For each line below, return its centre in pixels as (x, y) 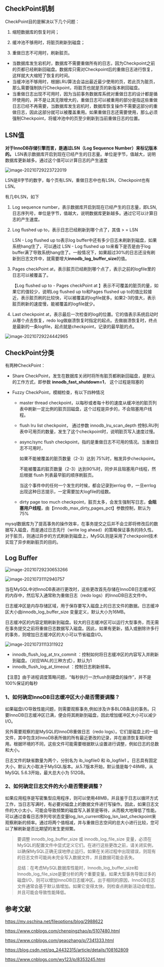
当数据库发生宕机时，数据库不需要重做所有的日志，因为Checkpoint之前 (83, 63)
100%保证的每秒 (21, 683)
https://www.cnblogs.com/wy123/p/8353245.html (55, 959)
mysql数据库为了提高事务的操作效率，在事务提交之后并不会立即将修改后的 (80, 524)
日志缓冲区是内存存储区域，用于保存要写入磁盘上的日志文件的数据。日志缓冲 (82, 606)
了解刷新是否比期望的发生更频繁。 (43, 828)
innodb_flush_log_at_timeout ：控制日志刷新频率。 (63, 667)
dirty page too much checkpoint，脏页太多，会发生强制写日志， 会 (86, 502)
